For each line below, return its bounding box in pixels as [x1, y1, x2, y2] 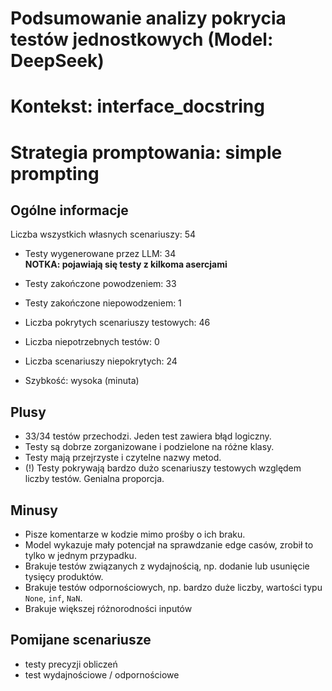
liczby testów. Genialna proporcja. [24, 473, 165, 485]
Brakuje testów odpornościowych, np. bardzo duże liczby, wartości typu [24, 582, 323, 593]
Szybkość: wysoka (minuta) [24, 375, 140, 387]
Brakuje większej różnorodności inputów [24, 603, 193, 614]
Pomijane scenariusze [10, 632, 152, 649]
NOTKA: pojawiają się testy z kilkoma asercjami [24, 258, 228, 271]
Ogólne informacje [10, 202, 129, 219]
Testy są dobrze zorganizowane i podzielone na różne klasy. [24, 441, 275, 453]
